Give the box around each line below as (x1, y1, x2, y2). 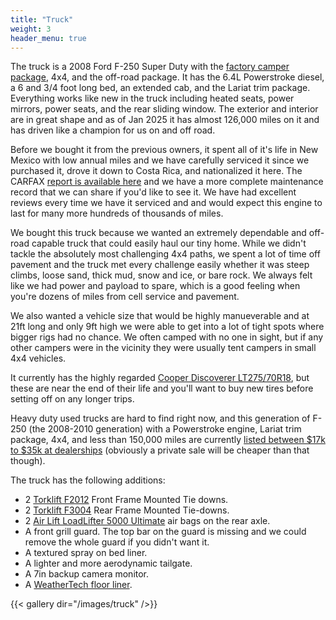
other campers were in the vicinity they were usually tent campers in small (10, 342, 317, 354)
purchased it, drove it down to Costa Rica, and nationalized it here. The (10, 165, 303, 177)
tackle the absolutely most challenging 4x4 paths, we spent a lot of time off (10, 248, 321, 260)
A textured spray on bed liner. (24, 547, 148, 559)
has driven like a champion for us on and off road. (10, 124, 216, 136)
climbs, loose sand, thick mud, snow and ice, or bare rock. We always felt (10, 269, 313, 281)
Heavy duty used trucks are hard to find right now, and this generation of (10, 412, 311, 425)
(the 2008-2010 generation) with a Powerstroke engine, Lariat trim (28, 423, 302, 435)
